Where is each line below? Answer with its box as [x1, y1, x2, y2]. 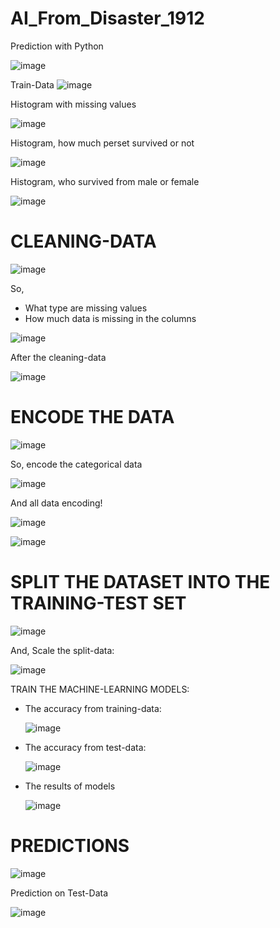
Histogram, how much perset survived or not [10, 137, 195, 149]
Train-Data [10, 78, 55, 91]
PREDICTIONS [10, 834, 130, 857]
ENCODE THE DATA [10, 406, 175, 429]
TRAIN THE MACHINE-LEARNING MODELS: [10, 683, 190, 695]
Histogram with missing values [10, 98, 137, 110]
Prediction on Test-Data [10, 887, 108, 899]
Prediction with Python [10, 40, 104, 52]
